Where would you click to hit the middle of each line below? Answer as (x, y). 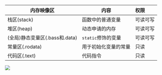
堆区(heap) (20, 29)
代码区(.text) (22, 56)
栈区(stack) (21, 20)
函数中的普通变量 (101, 20)
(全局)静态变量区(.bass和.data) (42, 38)
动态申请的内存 (99, 29)
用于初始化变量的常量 (106, 47)
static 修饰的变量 (102, 38)
